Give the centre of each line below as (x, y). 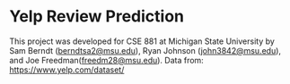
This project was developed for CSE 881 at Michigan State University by (142, 41)
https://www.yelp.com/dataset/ (67, 70)
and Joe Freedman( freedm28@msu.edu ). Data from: (106, 60)
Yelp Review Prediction (97, 17)
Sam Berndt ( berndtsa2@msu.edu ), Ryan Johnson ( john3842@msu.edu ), (145, 50)
